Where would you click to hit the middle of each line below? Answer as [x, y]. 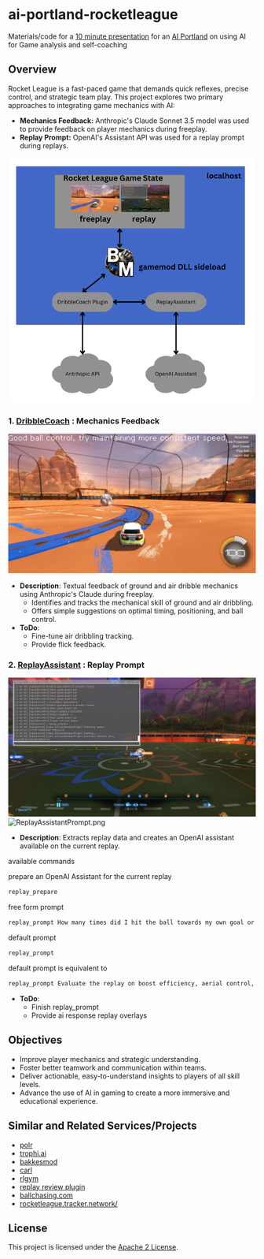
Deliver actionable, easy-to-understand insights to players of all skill [130, 1076]
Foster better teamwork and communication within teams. [113, 1067]
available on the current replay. [70, 846]
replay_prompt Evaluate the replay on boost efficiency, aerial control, [132, 984]
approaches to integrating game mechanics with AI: [92, 105]
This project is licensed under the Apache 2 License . [93, 1247]
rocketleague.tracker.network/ [68, 1203]
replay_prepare [33, 892]
